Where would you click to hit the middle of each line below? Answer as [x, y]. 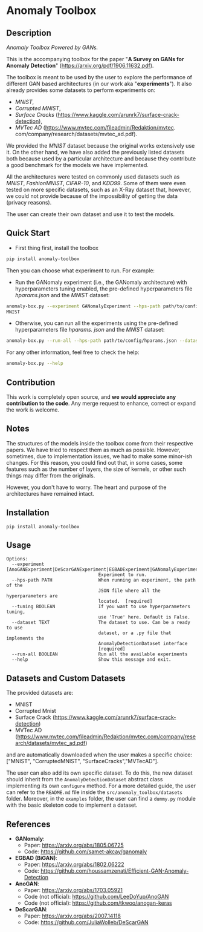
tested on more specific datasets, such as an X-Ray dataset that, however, [99, 189]
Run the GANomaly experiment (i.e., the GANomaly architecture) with [101, 282]
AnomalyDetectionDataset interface [143, 644]
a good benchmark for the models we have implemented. [78, 165]
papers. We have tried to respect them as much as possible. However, [93, 450]
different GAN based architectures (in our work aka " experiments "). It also [99, 84]
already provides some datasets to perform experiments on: [81, 90]
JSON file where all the [130, 591]
